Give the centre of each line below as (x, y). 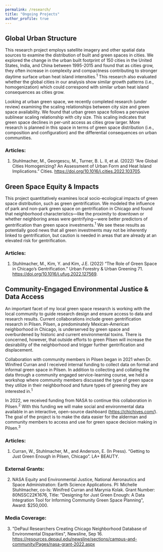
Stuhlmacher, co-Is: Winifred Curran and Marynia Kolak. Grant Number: (83, 490)
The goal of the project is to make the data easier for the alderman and (76, 417)
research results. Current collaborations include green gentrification (73, 319)
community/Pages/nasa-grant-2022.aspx (54, 544)
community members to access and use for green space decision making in (81, 422)
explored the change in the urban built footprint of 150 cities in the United (79, 60)
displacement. (19, 350)
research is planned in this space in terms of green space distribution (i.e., (80, 127)
